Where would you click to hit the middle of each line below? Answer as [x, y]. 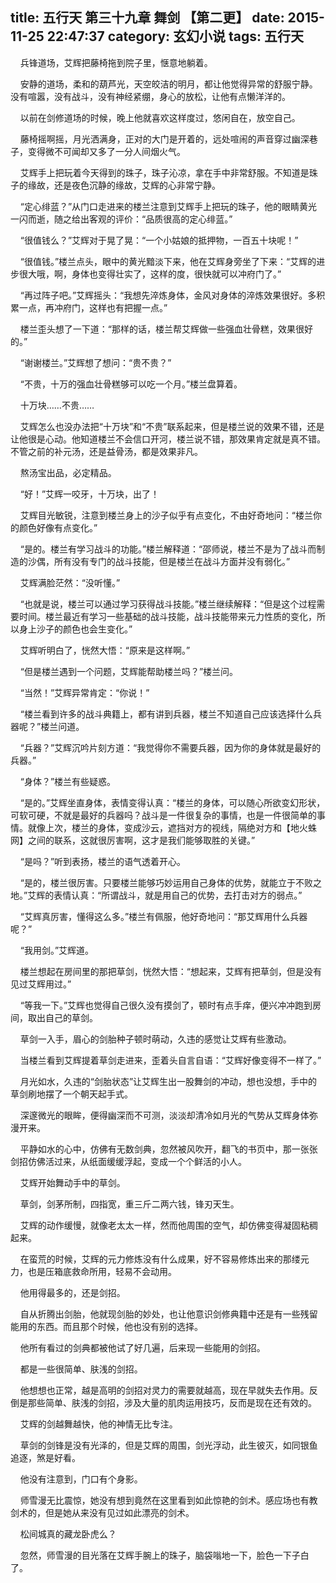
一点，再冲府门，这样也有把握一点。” [93, 307]
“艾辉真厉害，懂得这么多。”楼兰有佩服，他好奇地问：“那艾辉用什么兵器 [163, 916]
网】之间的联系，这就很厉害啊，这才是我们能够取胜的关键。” [133, 840]
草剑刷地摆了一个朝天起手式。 [71, 1094]
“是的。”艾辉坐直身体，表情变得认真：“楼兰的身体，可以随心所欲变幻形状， [172, 802]
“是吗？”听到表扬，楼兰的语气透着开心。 [103, 861]
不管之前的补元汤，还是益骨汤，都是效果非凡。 [106, 451]
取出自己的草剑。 [62, 1017]
